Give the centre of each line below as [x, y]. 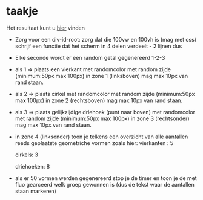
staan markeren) [35, 191]
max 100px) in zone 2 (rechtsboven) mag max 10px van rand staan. [99, 100]
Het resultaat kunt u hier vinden [45, 28]
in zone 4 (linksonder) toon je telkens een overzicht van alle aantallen [101, 137]
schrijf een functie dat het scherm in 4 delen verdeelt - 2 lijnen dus [98, 46]
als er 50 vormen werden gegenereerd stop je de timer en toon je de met [106, 178]
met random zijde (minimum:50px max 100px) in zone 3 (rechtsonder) [102, 118]
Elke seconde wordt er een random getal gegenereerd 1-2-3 [90, 57]
